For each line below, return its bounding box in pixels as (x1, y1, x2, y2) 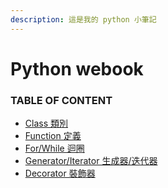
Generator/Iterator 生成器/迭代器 (24, 155, 158, 167)
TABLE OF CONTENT (10, 93, 113, 107)
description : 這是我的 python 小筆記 (10, 14, 157, 25)
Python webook (10, 57, 144, 80)
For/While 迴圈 (24, 142, 85, 155)
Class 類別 (24, 117, 68, 130)
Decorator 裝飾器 (24, 167, 96, 180)
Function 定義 (24, 130, 82, 142)
